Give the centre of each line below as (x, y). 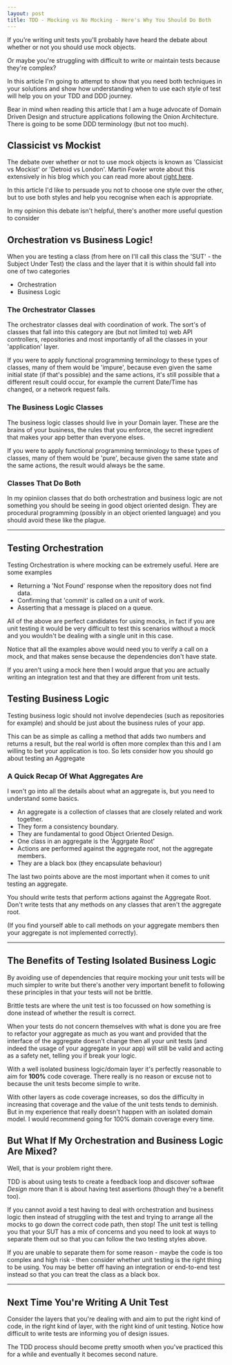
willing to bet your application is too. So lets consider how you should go (110, 751)
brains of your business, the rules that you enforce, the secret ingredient (110, 429)
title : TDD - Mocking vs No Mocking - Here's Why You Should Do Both (109, 20)
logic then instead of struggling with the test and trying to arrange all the (110, 1217)
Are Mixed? (32, 1151)
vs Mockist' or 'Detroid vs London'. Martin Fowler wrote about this (101, 169)
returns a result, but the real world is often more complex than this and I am (114, 744)
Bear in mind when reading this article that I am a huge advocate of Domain (114, 109)
